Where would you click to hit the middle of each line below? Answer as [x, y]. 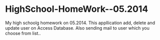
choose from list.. [23, 33]
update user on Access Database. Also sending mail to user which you [78, 28]
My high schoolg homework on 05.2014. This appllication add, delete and [80, 23]
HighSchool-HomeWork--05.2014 [77, 9]
